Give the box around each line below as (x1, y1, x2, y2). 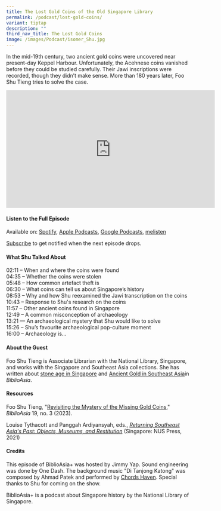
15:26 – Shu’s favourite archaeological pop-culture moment (6, 324, 151, 331)
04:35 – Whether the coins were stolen (6, 273, 102, 280)
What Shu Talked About (6, 253, 66, 261)
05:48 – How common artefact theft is (6, 279, 99, 287)
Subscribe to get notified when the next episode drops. (6, 240, 142, 247)
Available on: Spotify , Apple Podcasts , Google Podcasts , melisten (6, 228, 167, 235)
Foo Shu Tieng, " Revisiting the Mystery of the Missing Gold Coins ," (6, 403, 170, 410)
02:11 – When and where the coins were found (6, 267, 119, 274)
